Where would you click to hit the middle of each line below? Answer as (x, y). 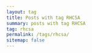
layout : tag (21, 12)
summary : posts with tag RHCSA (46, 23)
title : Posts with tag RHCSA (43, 18)
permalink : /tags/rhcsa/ (38, 35)
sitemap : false (26, 40)
